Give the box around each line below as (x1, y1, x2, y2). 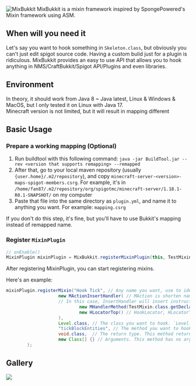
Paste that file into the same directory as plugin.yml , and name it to (14, 197, 177, 204)
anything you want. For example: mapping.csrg (14, 204, 127, 211)
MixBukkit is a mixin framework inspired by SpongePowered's (37, 6, 185, 12)
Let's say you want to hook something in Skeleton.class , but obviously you (6, 44, 187, 51)
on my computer (52, 192, 92, 199)
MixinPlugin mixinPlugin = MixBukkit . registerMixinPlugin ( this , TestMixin (6, 255, 192, 260)
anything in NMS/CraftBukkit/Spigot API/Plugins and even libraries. (6, 62, 167, 69)
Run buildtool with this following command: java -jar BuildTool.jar (14, 155, 180, 162)
